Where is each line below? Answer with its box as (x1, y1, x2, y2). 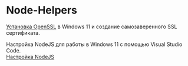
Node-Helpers (6, 4, 78, 17)
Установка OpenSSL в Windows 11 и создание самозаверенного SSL (6, 23, 177, 30)
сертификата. (6, 29, 40, 36)
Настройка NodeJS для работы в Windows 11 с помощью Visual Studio (6, 41, 183, 48)
